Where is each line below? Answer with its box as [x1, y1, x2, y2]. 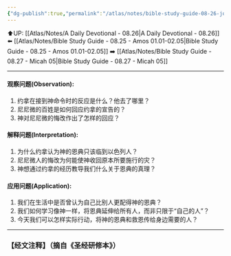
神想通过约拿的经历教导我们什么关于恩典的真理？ [16, 164, 156, 173]
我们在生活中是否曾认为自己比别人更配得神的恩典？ [16, 198, 162, 206]
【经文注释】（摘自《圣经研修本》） [7, 241, 120, 250]
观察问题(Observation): [7, 80, 74, 88]
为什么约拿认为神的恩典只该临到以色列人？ [16, 147, 138, 156]
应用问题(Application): [7, 182, 72, 190]
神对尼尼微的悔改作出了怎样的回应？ [16, 114, 120, 122]
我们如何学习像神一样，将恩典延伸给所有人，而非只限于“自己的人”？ [16, 207, 210, 215]
